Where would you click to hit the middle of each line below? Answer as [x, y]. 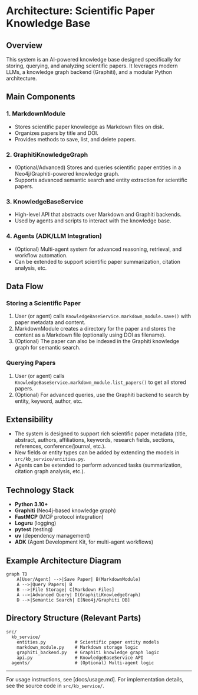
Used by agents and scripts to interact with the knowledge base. [93, 221]
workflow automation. [41, 255]
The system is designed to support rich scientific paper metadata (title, [101, 434]
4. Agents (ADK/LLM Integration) [54, 236]
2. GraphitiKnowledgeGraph [47, 154]
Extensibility [29, 419]
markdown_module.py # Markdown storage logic [77, 647]
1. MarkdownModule [36, 114]
